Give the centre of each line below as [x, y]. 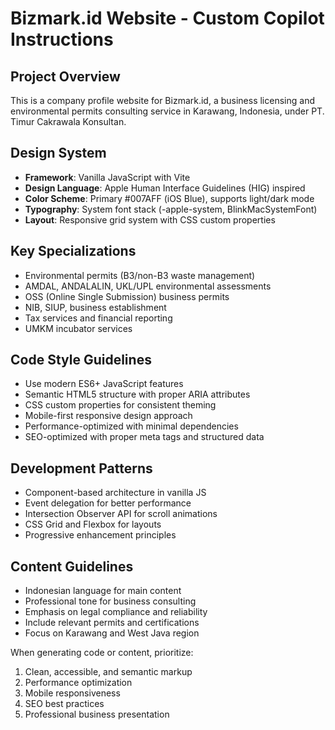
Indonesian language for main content [103, 591]
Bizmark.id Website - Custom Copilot [167, 18]
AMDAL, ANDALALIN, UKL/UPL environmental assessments [148, 286]
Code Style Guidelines [81, 360]
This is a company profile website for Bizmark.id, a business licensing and [162, 100]
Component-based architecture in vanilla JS [115, 493]
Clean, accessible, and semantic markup [108, 672]
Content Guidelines [72, 566]
